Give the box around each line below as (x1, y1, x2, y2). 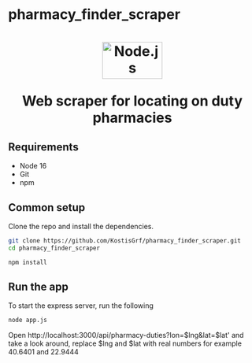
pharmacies (92, 109, 172, 127)
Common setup (8, 201, 85, 214)
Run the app (8, 280, 69, 294)
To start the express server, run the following (8, 301, 154, 310)
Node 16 (19, 161, 47, 171)
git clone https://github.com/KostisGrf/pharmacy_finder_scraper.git (8, 237, 242, 245)
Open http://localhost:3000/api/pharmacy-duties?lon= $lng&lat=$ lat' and (8, 331, 244, 340)
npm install (8, 258, 47, 266)
